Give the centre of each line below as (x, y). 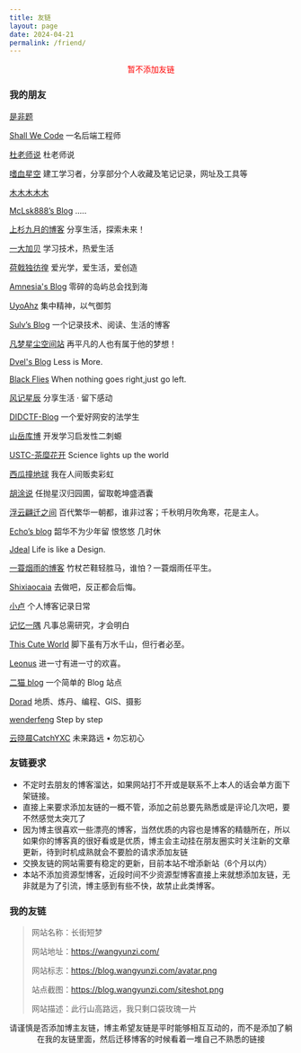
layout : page (34, 26)
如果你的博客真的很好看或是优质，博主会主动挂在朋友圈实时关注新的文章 (156, 840)
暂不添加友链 (151, 69)
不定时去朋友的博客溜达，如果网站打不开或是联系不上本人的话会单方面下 (156, 784)
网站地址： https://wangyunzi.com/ (95, 951)
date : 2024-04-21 (42, 34)
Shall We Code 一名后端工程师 (65, 135)
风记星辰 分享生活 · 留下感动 (61, 397)
